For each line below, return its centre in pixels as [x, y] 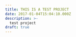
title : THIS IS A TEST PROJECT [37, 9]
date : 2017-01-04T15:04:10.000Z [38, 14]
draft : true [17, 27]
